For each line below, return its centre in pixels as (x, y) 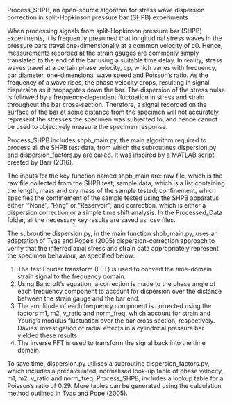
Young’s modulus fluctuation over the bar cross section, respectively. (116, 321)
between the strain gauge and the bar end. (78, 298)
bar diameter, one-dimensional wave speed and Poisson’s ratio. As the (108, 75)
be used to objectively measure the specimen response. (88, 127)
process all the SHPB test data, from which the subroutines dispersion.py (112, 148)
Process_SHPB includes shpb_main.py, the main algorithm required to (107, 140)
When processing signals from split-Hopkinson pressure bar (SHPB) (105, 31)
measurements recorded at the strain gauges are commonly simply (103, 53)
